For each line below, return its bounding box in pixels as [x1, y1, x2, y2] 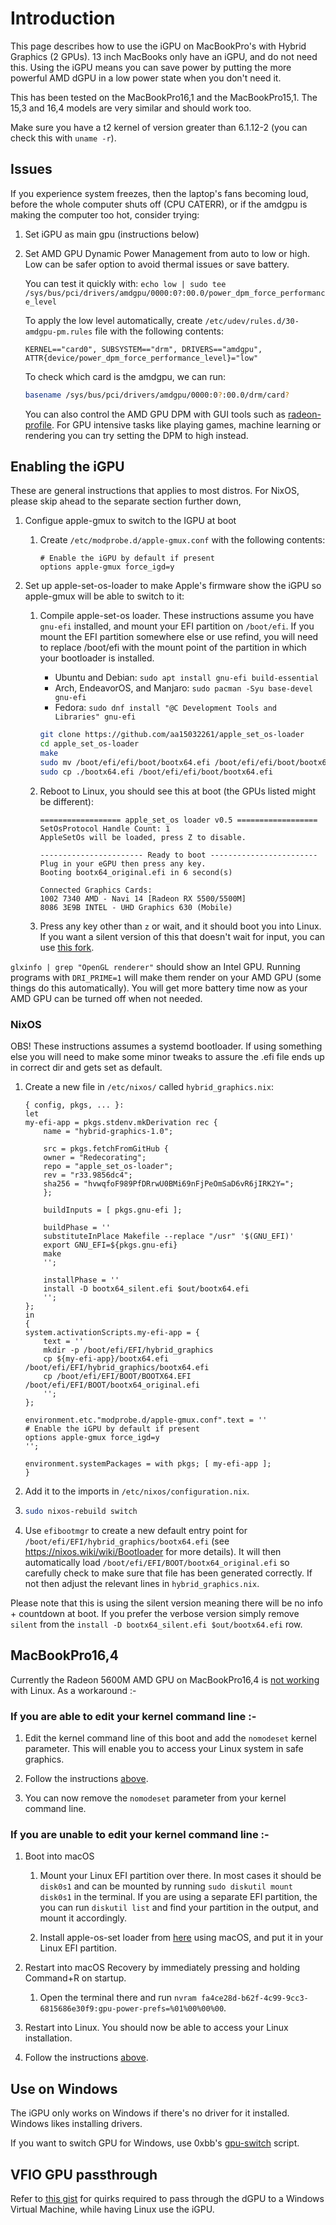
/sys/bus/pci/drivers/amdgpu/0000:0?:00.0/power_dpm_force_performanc [24, 288, 326, 298]
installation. [24, 2032, 73, 2044]
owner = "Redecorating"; [43, 1153, 147, 1163]
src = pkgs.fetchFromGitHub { [43, 1144, 169, 1154]
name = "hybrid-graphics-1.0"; [43, 1127, 174, 1137]
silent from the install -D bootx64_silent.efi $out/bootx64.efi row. [10, 1618, 303, 1630]
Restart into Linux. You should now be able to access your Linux [24, 2022, 289, 2034]
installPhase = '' [43, 1275, 120, 1286]
